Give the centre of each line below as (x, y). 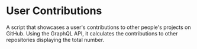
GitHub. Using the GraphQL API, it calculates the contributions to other (92, 33)
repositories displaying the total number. (55, 40)
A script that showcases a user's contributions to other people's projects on (98, 27)
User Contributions (54, 11)
